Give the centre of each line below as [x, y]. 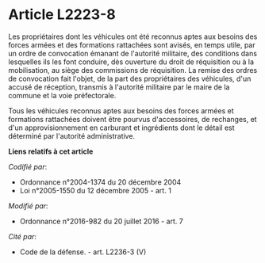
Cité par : [23, 236]
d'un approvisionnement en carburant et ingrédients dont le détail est [122, 128]
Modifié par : [29, 206]
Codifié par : [28, 166]
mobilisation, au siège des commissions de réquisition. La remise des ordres [133, 70]
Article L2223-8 [62, 15]
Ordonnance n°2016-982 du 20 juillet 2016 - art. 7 [102, 221]
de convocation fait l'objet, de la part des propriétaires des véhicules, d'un [130, 78]
